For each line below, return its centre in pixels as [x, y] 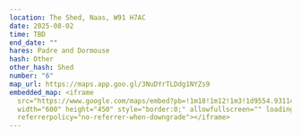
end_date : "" [34, 42]
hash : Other [31, 59]
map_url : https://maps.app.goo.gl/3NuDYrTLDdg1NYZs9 [110, 84]
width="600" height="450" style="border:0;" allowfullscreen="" [140, 109]
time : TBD [28, 34]
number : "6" [31, 76]
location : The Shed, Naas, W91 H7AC [77, 17]
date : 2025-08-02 [42, 26]
